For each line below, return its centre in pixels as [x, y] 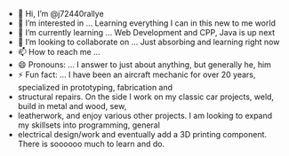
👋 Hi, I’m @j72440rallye [60, 14]
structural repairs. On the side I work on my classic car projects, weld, [145, 97]
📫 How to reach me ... [59, 52]
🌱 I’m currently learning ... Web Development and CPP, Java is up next [146, 32]
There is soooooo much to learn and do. [91, 144]
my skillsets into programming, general [88, 125]
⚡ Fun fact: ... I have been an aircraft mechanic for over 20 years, [136, 74]
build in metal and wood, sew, [72, 106]
